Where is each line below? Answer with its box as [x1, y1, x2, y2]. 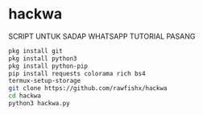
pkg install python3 [8, 54, 78, 63]
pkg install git [8, 47, 63, 55]
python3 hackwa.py [8, 100, 70, 108]
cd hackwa [8, 92, 42, 101]
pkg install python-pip [8, 62, 89, 70]
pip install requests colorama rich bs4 [8, 69, 147, 77]
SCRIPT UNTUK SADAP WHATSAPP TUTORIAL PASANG [8, 31, 196, 41]
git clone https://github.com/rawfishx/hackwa [8, 84, 168, 92]
